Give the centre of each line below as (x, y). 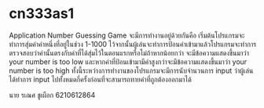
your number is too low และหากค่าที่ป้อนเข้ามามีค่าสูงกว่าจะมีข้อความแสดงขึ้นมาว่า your (128, 61)
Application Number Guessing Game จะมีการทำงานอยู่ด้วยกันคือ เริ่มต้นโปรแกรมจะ (127, 35)
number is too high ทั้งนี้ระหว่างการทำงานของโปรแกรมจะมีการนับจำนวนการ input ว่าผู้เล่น (131, 70)
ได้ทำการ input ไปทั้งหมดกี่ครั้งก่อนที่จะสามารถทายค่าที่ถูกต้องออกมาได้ (100, 79)
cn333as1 (42, 14)
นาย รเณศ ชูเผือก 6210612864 (52, 95)
